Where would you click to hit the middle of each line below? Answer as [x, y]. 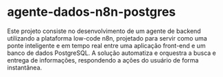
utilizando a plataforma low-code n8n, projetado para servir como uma [107, 38]
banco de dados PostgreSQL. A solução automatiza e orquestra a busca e [111, 53]
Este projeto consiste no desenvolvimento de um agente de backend [104, 31]
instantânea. [25, 67]
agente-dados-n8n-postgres [92, 12]
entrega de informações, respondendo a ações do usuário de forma [103, 60]
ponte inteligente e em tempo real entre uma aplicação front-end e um [106, 45]
